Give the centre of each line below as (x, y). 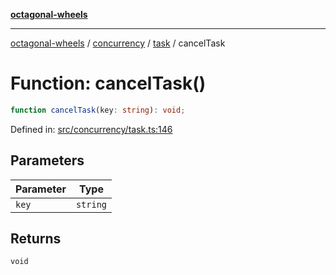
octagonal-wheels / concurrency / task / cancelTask (118, 43)
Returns (36, 239)
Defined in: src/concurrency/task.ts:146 (91, 129)
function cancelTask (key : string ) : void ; (98, 110)
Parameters (47, 160)
